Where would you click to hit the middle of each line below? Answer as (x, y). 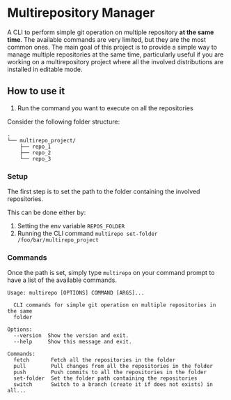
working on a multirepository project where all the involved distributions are (115, 61)
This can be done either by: (47, 213)
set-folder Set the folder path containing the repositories (105, 378)
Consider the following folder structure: (64, 121)
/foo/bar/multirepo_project (58, 240)
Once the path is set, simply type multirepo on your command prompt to (111, 273)
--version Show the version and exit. (71, 336)
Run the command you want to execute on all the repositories (105, 108)
